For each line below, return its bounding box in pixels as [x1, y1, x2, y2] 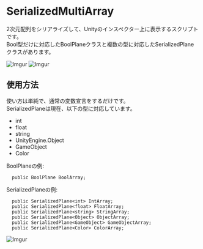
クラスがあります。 [6, 48, 54, 56]
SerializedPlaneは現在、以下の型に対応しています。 [6, 105, 136, 112]
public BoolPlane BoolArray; [12, 174, 86, 180]
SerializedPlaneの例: [6, 185, 58, 193]
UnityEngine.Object [15, 136, 64, 144]
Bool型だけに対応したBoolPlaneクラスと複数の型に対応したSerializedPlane [6, 40, 194, 48]
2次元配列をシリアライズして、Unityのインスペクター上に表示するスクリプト [6, 25, 199, 32]
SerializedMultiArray [6, 4, 114, 18]
